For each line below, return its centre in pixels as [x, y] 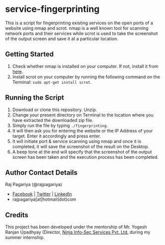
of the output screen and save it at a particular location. [62, 39]
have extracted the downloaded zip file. [53, 120]
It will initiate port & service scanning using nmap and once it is [77, 141]
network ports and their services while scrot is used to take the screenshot [82, 33]
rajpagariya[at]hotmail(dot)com [44, 199]
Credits [17, 215]
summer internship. [25, 238]
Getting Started [29, 54]
